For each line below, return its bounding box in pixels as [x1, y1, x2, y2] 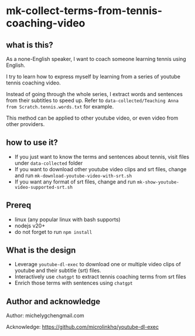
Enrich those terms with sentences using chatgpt [14, 280, 133, 287]
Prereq [6, 201, 31, 211]
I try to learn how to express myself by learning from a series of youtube [6, 73, 180, 80]
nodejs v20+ [14, 222, 46, 229]
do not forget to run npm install [14, 228, 93, 235]
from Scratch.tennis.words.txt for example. [6, 103, 114, 110]
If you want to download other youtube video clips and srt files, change [14, 165, 187, 172]
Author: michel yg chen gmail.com [6, 312, 85, 319]
